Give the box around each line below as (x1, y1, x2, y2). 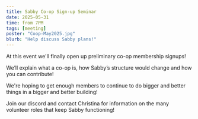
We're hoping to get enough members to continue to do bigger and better (6, 82, 186, 89)
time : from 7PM (6, 20, 44, 26)
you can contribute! (6, 71, 54, 77)
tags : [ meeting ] (6, 25, 46, 32)
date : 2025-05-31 (6, 14, 49, 20)
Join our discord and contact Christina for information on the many (6, 100, 170, 107)
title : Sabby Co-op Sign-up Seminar (6, 8, 97, 15)
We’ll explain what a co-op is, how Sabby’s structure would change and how (6, 64, 192, 71)
